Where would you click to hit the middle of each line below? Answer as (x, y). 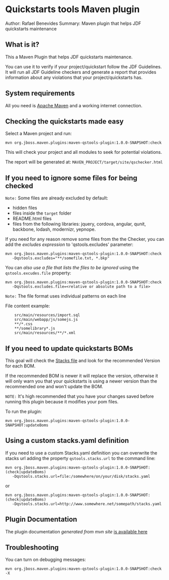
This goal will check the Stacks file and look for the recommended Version (83, 361)
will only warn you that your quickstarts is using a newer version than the (81, 381)
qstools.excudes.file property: (38, 273)
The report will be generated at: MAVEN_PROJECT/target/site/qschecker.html (84, 162)
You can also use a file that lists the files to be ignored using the (72, 268)
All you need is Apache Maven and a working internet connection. (74, 105)
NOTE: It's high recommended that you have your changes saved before (80, 396)
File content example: (28, 306)
